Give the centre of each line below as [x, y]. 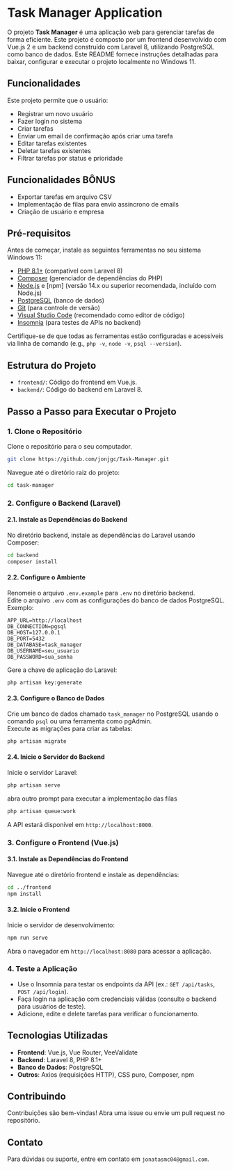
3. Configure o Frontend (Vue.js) [63, 842]
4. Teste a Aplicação [42, 969]
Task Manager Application [85, 13]
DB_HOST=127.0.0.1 [34, 632]
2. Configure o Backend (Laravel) [64, 503]
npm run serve [28, 938]
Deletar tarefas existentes [54, 150]
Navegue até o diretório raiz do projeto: [64, 472]
